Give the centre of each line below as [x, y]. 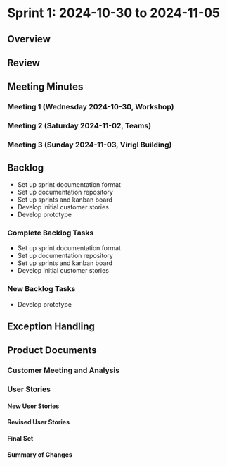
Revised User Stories [39, 422]
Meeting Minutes [45, 87]
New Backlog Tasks [41, 289]
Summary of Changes [40, 454]
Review [24, 62]
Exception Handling [51, 326]
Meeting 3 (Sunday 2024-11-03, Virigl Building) [90, 145]
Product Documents [52, 350]
